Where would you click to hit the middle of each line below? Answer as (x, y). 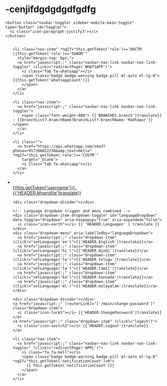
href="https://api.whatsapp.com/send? (65, 146)
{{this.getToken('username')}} (44, 187)
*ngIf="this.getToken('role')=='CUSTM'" (55, 155)
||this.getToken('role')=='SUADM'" (50, 53)
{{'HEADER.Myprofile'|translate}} (47, 193)
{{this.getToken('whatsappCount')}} (51, 80)
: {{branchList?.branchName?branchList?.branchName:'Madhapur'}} (82, 120)
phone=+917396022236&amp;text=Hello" (52, 151)
